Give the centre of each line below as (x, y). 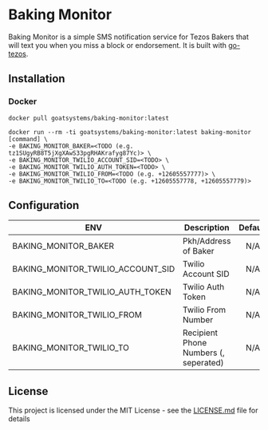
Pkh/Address (207, 241)
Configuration (44, 205)
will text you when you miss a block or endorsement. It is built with (118, 45)
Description (207, 227)
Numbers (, (203, 353)
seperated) (203, 363)
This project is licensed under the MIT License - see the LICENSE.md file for (133, 410)
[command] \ (28, 139)
